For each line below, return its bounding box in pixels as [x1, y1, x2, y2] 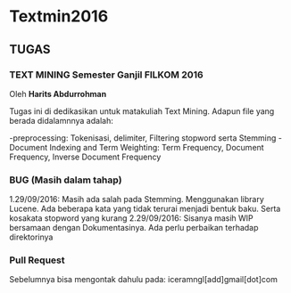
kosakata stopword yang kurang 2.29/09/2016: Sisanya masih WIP [9, 213, 254, 224]
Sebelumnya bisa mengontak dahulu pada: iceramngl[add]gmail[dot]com [9, 274, 279, 285]
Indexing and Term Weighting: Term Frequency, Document [48, 142, 265, 152]
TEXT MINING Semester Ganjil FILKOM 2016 [9, 69, 204, 81]
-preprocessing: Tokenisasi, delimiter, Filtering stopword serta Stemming [9, 132, 277, 143]
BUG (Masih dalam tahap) [9, 174, 122, 186]
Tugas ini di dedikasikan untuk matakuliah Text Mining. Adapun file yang [9, 105, 275, 117]
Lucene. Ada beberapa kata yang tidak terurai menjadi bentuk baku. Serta [9, 203, 281, 215]
